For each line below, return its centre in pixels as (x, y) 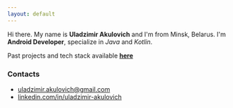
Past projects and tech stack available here (70, 55)
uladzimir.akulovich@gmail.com (64, 89)
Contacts (24, 74)
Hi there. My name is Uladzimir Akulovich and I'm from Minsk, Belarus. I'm (117, 34)
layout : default (31, 14)
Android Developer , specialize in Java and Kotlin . (80, 42)
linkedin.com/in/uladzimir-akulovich (69, 97)
